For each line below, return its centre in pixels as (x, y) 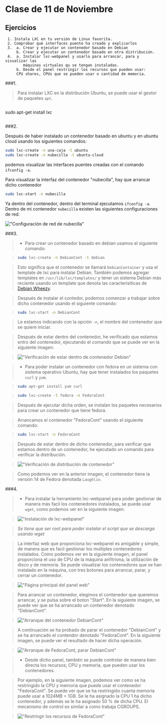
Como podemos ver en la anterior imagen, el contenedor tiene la (83, 474)
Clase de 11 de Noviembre (59, 9)
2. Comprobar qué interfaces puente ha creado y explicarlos (72, 43)
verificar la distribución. (42, 455)
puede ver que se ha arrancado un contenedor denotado (76, 605)
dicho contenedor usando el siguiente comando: (67, 303)
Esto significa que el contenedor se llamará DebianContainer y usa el (87, 267)
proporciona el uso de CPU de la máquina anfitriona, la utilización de (88, 559)
